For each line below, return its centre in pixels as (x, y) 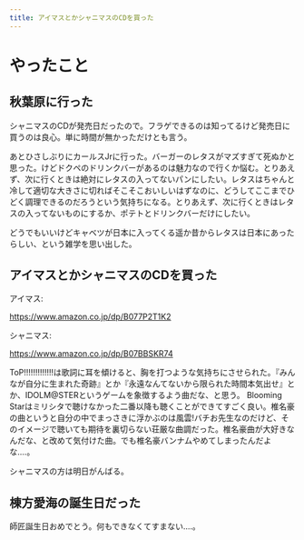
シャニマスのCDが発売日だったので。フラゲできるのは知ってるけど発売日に (150, 125)
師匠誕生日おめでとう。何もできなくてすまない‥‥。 (105, 526)
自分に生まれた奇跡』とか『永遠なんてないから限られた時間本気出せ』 (156, 384)
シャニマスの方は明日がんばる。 (69, 471)
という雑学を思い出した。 (88, 244)
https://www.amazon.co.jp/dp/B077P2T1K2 (90, 317)
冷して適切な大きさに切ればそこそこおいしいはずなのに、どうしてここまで (148, 190)
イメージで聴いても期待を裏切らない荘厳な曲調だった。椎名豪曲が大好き (152, 429)
